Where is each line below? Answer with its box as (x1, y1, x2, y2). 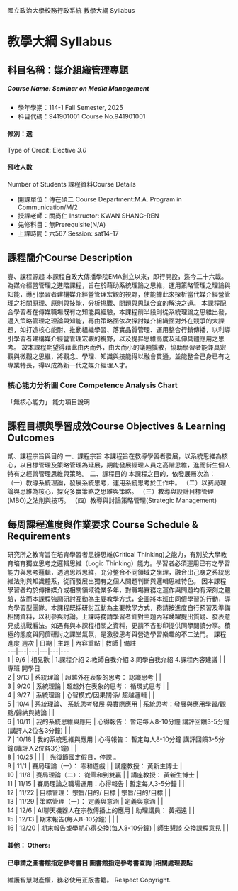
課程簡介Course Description (7, 252, 132, 264)
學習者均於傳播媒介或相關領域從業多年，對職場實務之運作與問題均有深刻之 (7, 585, 225, 594)
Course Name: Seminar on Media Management (7, 84, 149, 93)
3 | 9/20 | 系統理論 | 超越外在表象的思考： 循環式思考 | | (7, 682, 169, 690)
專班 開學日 (7, 664, 40, 673)
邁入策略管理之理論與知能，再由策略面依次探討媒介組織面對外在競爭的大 (7, 316, 218, 325)
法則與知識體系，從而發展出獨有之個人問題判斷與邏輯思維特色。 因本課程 (13, 577, 227, 585)
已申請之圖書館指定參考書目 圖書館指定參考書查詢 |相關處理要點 (7, 858, 193, 867)
